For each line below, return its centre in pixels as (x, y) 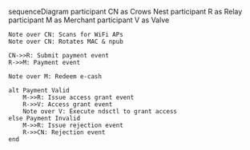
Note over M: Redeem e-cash (55, 77)
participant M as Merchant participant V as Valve (89, 20)
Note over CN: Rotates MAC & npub (66, 41)
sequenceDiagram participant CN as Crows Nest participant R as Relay (125, 12)
